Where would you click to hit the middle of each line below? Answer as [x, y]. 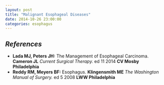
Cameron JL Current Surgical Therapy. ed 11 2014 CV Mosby [76, 61]
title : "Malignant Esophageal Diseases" [48, 14]
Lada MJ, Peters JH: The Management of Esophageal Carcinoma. [80, 56]
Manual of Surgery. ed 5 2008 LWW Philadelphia [64, 77]
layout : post [19, 10]
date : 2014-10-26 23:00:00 [33, 19]
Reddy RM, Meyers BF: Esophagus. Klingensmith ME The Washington [86, 72]
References [24, 44]
